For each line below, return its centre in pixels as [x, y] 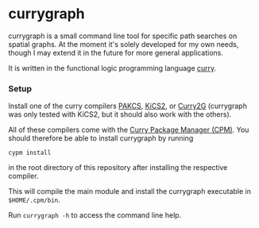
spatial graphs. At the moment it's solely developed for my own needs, [124, 44]
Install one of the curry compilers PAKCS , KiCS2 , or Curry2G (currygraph [128, 106]
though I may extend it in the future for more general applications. [116, 52]
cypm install [30, 153]
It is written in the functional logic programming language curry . [112, 68]
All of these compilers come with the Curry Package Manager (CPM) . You [129, 130]
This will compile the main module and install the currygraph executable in [130, 191]
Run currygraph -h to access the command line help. [95, 215]
